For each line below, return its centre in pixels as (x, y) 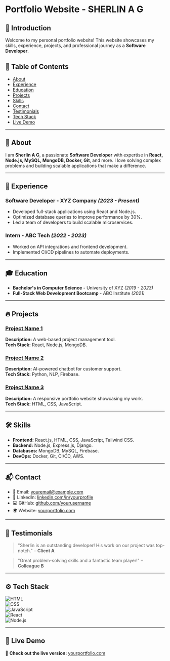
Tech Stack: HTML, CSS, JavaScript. (44, 404)
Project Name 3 (25, 387)
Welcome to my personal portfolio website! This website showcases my (80, 40)
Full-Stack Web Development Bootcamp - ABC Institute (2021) (79, 293)
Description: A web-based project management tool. (61, 340)
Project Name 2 (25, 358)
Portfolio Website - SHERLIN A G (74, 9)
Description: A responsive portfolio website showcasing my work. (74, 398)
